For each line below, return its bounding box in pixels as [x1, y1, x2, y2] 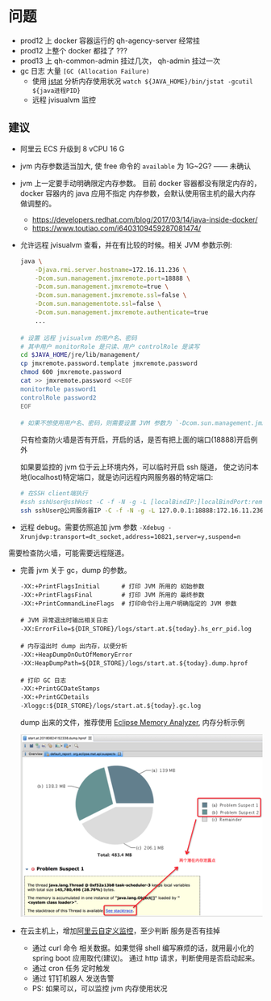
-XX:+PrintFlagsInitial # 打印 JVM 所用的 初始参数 [19, 582, 205, 591]
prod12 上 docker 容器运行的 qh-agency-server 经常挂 [19, 36, 200, 45]
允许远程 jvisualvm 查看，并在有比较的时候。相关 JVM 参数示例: [19, 240, 232, 249]
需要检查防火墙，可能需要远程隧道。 [8, 548, 129, 558]
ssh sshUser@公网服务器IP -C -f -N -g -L [19, 507, 156, 515]
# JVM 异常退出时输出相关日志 [19, 617, 109, 625]
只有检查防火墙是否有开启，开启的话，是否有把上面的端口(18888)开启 [19, 435, 252, 445]
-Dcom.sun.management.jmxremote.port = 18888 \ [35, 274, 191, 282]
